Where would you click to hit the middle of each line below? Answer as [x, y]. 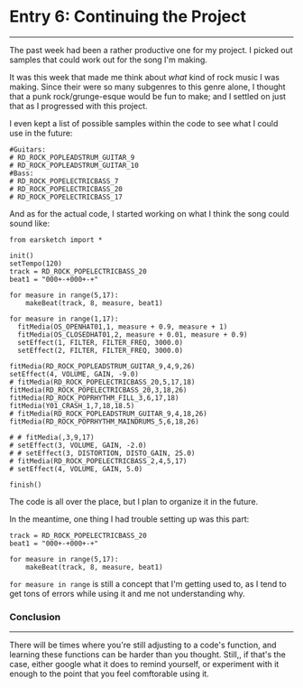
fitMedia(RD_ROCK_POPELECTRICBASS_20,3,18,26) [98, 390]
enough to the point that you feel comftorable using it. [109, 674]
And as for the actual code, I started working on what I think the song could [149, 213]
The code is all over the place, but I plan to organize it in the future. [134, 501]
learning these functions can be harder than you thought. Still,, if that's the [147, 655]
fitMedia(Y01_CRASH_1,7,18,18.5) [72, 405]
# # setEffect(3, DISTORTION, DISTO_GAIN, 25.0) [102, 453]
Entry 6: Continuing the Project [128, 17]
